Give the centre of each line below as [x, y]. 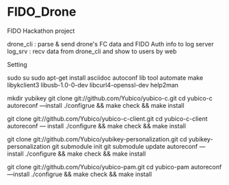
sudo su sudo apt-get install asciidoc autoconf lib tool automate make [105, 77]
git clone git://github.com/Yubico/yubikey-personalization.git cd [97, 139]
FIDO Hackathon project [41, 31]
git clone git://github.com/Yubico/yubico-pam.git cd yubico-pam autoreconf [114, 167]
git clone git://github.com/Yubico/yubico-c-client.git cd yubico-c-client [107, 118]
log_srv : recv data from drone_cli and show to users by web [92, 51]
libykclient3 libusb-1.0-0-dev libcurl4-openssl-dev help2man [93, 85]
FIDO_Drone [42, 12]
